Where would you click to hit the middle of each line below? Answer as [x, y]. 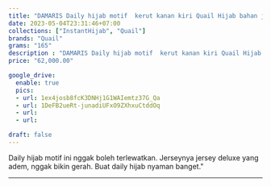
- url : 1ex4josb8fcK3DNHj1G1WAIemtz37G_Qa [88, 98]
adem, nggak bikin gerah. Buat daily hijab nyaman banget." [106, 166]
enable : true [38, 83]
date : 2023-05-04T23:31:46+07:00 [65, 23]
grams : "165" [30, 46]
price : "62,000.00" [41, 61]
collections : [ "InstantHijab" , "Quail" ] [77, 31]
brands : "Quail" [35, 38]
